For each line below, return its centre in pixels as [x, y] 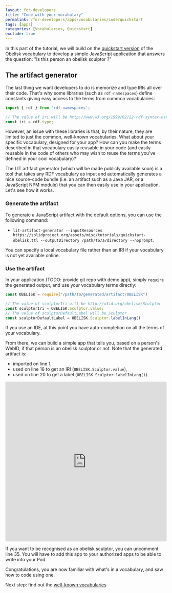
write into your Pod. [26, 560]
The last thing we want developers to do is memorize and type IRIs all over [84, 87]
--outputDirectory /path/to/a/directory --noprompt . [97, 240]
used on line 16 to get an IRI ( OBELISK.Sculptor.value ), [70, 369]
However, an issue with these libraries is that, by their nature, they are [79, 131]
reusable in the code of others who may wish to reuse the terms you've [80, 153]
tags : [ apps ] [19, 24]
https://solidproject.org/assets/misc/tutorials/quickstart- [79, 235]
